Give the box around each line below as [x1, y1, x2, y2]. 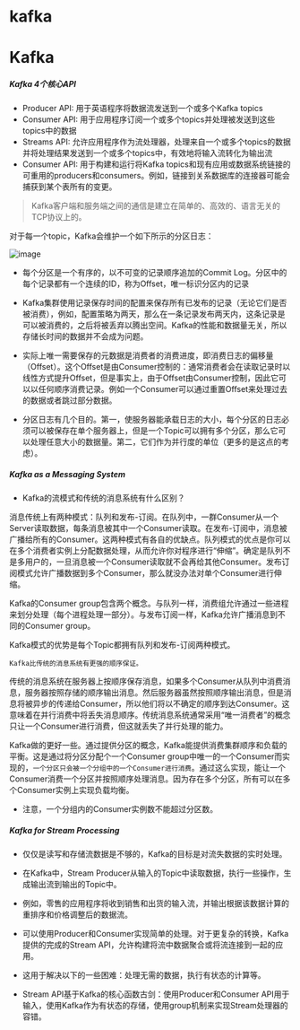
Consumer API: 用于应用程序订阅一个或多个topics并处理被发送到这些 [21, 114, 276, 125]
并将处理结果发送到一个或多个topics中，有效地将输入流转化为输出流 [21, 148, 273, 159]
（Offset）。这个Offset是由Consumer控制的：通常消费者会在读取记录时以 [21, 362, 291, 372]
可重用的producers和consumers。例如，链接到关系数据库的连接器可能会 [21, 170, 290, 181]
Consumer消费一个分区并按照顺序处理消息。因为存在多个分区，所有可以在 [9, 773, 284, 784]
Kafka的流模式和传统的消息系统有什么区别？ [21, 493, 185, 503]
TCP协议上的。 [30, 212, 87, 223]
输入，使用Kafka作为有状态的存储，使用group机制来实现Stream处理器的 [21, 1000, 288, 1011]
